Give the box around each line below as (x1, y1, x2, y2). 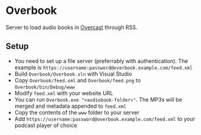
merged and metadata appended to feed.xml (14, 102, 127, 110)
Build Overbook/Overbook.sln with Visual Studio (14, 70, 132, 77)
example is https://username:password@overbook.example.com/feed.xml (14, 64, 192, 71)
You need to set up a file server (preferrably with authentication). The (14, 57, 188, 64)
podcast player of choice (14, 122, 77, 129)
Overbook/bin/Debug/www (14, 84, 75, 90)
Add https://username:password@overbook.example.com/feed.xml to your (14, 115, 196, 122)
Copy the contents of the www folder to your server (14, 108, 140, 116)
